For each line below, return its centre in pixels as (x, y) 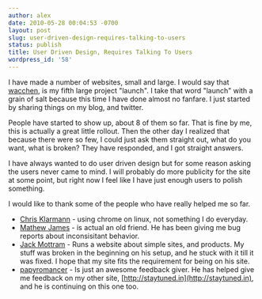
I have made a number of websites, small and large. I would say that (119, 82)
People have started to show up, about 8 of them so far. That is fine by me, (130, 123)
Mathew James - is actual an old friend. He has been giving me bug (130, 227)
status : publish (35, 45)
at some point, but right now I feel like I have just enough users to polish (125, 180)
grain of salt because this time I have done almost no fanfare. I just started (129, 99)
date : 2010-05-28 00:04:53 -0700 (63, 23)
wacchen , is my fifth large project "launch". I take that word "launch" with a (131, 90)
